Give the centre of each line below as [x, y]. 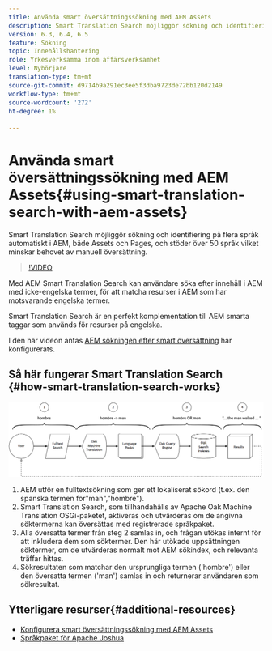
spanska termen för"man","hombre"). [82, 499]
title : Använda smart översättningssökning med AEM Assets [110, 17]
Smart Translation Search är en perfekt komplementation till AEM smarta [129, 317]
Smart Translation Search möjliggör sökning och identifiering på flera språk [134, 235]
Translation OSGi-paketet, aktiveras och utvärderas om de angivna [131, 516]
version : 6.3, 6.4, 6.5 [49, 34]
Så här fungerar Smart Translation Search [116, 374]
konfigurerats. [32, 349]
